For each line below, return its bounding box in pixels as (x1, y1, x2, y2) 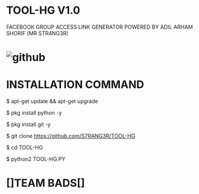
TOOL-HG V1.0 (6, 4, 80, 17)
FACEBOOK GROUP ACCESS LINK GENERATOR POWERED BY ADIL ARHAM (6, 23, 193, 30)
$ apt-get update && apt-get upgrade (6, 98, 98, 105)
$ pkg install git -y (6, 121, 51, 128)
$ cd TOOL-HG (6, 144, 43, 151)
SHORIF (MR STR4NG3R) (6, 29, 69, 36)
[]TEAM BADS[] (6, 177, 85, 190)
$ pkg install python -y (6, 109, 62, 116)
